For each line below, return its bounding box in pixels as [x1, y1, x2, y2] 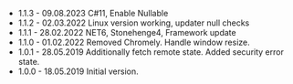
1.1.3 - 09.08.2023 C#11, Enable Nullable [17, 8, 169, 18]
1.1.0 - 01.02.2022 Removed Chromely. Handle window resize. [17, 37, 251, 47]
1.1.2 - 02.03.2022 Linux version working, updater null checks [17, 17, 250, 28]
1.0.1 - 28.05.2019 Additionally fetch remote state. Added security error [17, 47, 285, 58]
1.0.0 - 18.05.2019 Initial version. [17, 66, 139, 77]
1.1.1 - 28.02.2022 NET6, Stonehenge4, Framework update [17, 27, 236, 37]
